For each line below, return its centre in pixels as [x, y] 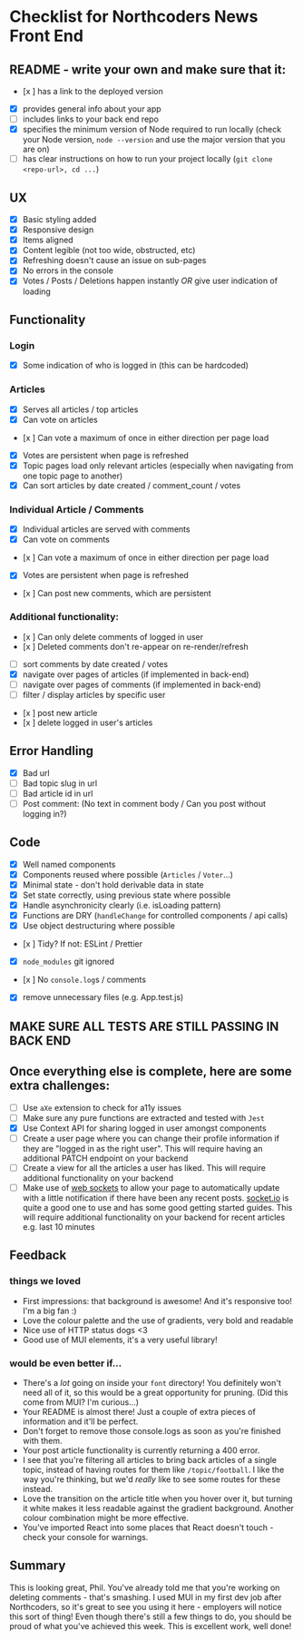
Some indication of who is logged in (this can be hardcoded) [136, 366]
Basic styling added [59, 220]
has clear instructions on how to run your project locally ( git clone [147, 159]
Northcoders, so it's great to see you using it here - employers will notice [146, 1606]
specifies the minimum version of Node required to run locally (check [152, 130]
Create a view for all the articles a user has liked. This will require [144, 1167]
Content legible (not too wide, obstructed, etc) [109, 250]
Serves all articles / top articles [80, 409]
